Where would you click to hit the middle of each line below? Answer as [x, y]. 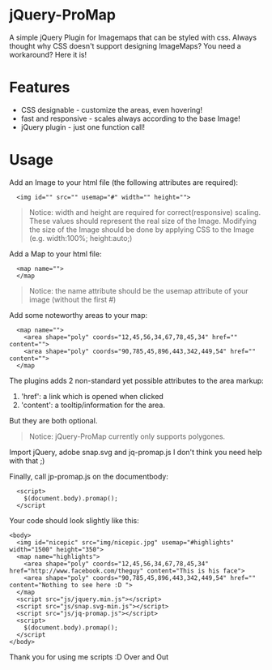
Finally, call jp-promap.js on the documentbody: [89, 476]
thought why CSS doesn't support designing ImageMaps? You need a [125, 45]
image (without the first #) [72, 299]
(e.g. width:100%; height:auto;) [81, 238]
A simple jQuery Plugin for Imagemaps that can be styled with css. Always [133, 37]
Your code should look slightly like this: [74, 520]
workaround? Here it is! [48, 54]
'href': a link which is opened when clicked [92, 396]
